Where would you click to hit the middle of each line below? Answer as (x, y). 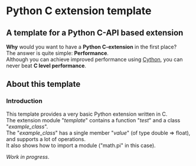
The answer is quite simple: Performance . (58, 53)
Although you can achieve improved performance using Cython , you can (94, 59)
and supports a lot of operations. (46, 139)
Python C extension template (79, 11)
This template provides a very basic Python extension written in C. (87, 114)
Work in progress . (28, 157)
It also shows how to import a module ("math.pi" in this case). (81, 145)
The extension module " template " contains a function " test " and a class (93, 120)
